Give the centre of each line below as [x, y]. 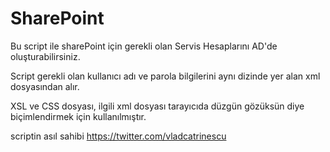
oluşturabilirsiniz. [45, 56]
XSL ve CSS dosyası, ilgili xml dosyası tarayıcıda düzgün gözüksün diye [157, 106]
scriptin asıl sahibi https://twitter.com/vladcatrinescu [118, 136]
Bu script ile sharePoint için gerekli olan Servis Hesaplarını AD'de [144, 46]
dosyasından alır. [45, 86]
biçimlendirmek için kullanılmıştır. [78, 116]
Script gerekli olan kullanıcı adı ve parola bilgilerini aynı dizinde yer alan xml [165, 76]
